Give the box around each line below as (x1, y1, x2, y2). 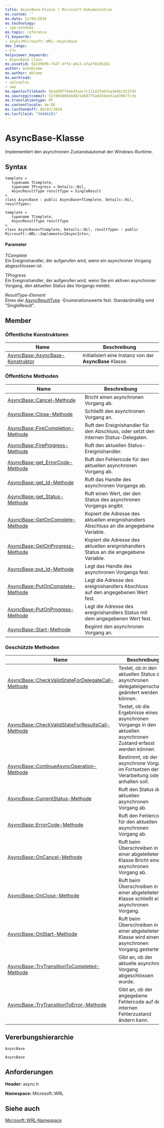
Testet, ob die (118, 703, 150, 710)
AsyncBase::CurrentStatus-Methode (7, 795, 92, 802)
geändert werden (118, 689, 158, 696)
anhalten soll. (118, 778, 149, 785)
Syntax (5, 163, 27, 171)
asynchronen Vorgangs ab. (84, 482, 147, 489)
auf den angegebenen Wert (84, 589, 148, 595)
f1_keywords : (5, 35, 32, 40)
